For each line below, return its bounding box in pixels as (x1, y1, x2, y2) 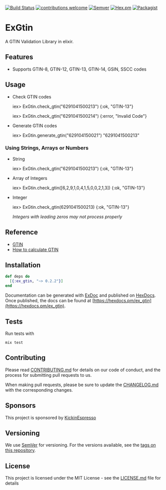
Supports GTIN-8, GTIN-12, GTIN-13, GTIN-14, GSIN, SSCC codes (12, 66, 147, 72)
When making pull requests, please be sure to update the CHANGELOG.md (5, 382, 159, 388)
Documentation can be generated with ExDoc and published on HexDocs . (5, 292, 156, 298)
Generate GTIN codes (12, 122, 57, 129)
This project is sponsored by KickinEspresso (5, 414, 96, 420)
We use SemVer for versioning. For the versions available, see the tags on (5, 442, 156, 448)
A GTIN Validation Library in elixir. (5, 38, 74, 44)
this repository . (5, 447, 36, 453)
